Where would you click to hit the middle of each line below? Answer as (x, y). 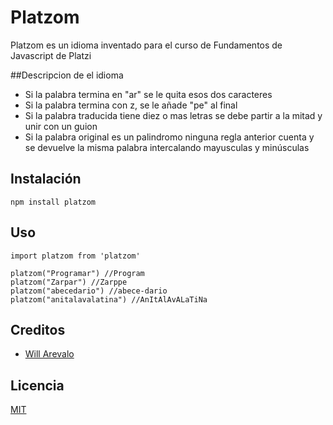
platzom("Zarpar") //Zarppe (69, 282)
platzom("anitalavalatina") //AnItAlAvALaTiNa (109, 299)
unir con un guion (61, 126)
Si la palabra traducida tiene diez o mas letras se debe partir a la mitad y (173, 115)
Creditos (38, 329)
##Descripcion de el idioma (67, 75)
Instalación (46, 179)
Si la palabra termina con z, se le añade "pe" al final (131, 105)
